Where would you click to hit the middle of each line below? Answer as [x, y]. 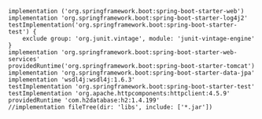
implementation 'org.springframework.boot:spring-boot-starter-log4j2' [128, 18]
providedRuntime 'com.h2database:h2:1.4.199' [84, 100]
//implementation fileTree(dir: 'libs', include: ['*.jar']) [111, 107]
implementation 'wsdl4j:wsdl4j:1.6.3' [72, 80]
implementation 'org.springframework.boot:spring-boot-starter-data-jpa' [132, 73]
